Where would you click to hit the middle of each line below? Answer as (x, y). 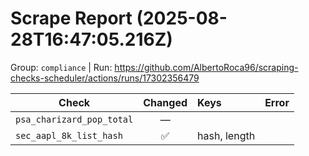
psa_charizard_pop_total (74, 119)
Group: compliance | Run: (61, 67)
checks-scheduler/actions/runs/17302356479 (105, 78)
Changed (165, 102)
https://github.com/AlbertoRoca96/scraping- (206, 67)
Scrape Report (71, 18)
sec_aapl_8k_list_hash (69, 135)
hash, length (226, 135)
